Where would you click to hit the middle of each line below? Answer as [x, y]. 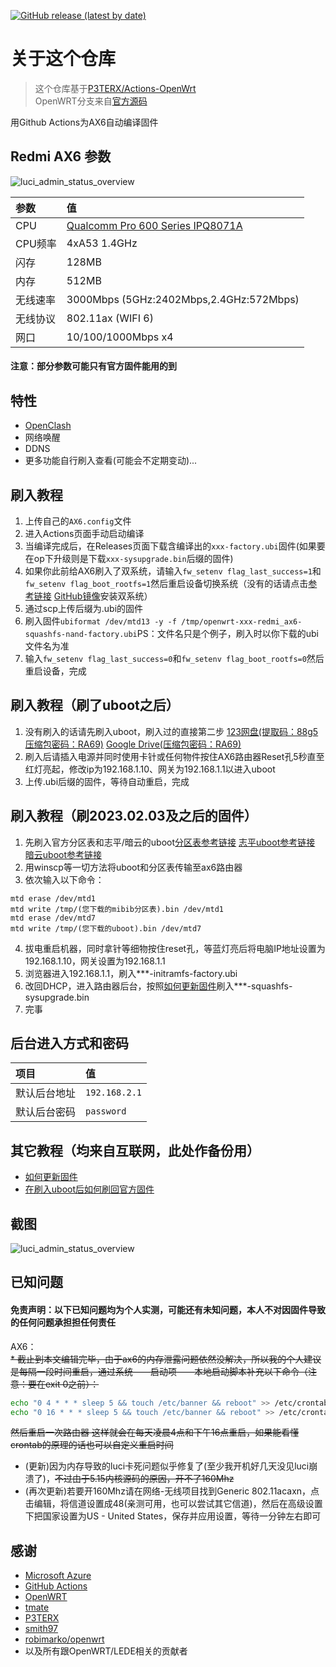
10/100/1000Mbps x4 [120, 337]
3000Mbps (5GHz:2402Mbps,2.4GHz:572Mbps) [183, 299]
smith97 [41, 1629]
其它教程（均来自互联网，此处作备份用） [135, 1150]
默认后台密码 [46, 1112]
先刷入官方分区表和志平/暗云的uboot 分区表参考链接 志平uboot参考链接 [170, 842]
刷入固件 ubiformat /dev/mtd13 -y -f [100, 621]
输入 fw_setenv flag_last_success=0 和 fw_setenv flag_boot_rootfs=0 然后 [174, 658]
